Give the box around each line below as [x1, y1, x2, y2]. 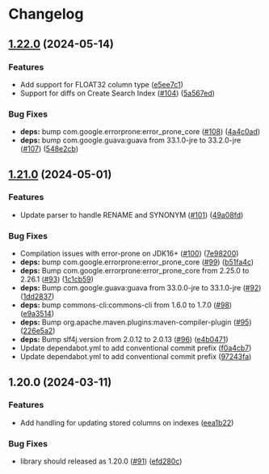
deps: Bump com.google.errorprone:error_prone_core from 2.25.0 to [19, 266, 250, 276]
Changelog [8, 5, 84, 23]
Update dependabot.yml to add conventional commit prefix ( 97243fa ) [19, 352, 252, 362]
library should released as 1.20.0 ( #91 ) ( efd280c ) [19, 456, 183, 466]
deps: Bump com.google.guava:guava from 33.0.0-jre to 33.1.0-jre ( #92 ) [19, 283, 262, 293]
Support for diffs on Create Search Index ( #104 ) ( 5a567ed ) [19, 88, 216, 98]
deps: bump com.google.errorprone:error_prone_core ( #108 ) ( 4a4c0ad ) [19, 127, 261, 137]
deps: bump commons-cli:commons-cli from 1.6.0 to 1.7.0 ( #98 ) [19, 300, 233, 310]
